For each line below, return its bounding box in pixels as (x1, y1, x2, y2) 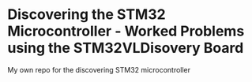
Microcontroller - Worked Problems (7, 22, 245, 40)
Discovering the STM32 (7, 6, 167, 24)
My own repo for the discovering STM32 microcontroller (7, 65, 191, 74)
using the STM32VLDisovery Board (7, 39, 244, 57)
